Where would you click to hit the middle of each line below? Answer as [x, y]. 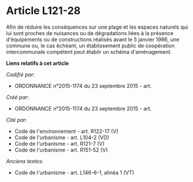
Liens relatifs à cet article [38, 63]
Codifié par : [21, 74]
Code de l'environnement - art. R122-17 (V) [66, 131]
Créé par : [18, 97]
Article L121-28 [43, 11]
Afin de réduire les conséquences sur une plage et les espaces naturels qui [97, 27]
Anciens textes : [25, 161]
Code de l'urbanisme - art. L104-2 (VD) [62, 137]
